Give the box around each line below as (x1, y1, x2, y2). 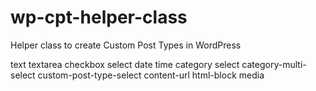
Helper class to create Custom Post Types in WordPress (10, 39, 242, 51)
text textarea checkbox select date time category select (10, 58, 240, 70)
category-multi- (241, 58, 307, 70)
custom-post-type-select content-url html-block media (37, 69, 265, 81)
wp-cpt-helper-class (10, 6, 188, 29)
